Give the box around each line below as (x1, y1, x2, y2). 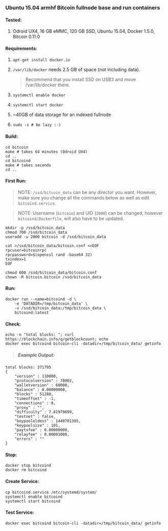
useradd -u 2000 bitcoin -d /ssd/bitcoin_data (5, 234, 106, 239)
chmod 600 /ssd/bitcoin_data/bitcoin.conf (5, 270, 97, 275)
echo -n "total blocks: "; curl (5, 332, 74, 338)
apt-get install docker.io (12, 58, 70, 63)
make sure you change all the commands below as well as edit (17, 194, 150, 201)
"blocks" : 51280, (14, 392, 54, 397)
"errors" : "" (14, 436, 44, 441)
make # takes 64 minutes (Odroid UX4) (5, 149, 88, 154)
